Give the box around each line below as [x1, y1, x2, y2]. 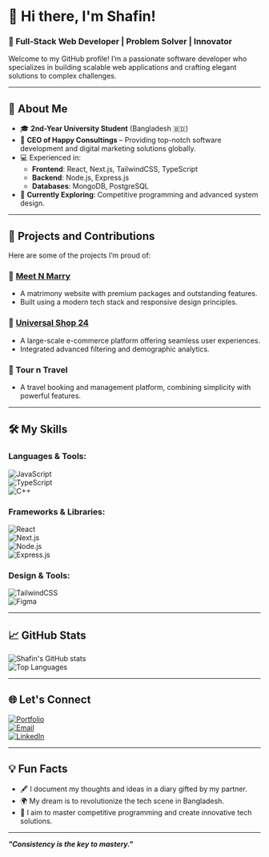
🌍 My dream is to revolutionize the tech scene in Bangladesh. [19, 796, 224, 806]
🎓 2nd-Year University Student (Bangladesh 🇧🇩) [19, 124, 189, 133]
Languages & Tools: [8, 451, 86, 462]
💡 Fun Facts [8, 762, 68, 776]
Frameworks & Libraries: [8, 506, 106, 517]
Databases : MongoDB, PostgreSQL [31, 181, 150, 191]
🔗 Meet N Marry [8, 270, 70, 282]
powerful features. [19, 391, 82, 400]
